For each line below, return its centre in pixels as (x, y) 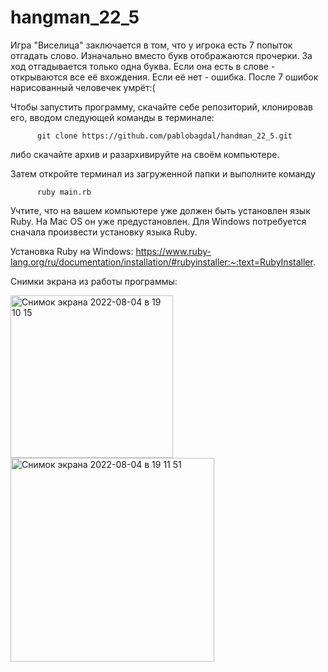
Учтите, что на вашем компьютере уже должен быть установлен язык (160, 210)
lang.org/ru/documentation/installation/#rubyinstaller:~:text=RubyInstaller (161, 262)
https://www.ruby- (173, 251)
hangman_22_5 (75, 17)
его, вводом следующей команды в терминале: (112, 117)
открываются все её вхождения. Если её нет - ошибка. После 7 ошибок (164, 77)
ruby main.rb (64, 192)
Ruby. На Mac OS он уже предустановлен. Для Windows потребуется (158, 221)
